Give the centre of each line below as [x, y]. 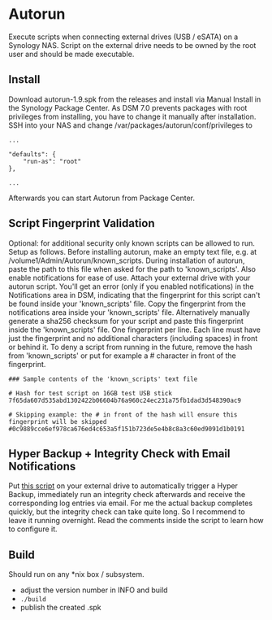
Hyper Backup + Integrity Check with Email [119, 454]
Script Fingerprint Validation [82, 223]
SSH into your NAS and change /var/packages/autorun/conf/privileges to [131, 125]
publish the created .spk [60, 608]
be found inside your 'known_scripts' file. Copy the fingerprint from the [127, 303]
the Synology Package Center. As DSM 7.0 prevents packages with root [128, 107]
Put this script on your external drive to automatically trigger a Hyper [123, 486]
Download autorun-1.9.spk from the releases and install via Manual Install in [135, 99]
